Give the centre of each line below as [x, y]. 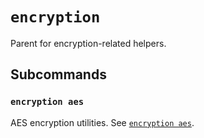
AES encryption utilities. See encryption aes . [102, 122]
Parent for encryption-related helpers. [88, 43]
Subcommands [58, 74]
